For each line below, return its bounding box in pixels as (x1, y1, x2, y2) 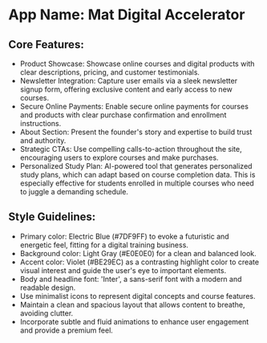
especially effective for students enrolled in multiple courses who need (19, 178, 254, 188)
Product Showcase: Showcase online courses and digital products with (19, 59, 255, 68)
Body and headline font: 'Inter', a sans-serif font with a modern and (19, 274, 242, 284)
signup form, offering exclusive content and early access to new (19, 84, 233, 94)
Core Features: (8, 38, 84, 51)
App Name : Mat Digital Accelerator (8, 6, 245, 24)
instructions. (19, 119, 62, 128)
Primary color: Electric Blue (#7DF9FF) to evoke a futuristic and (19, 231, 230, 241)
